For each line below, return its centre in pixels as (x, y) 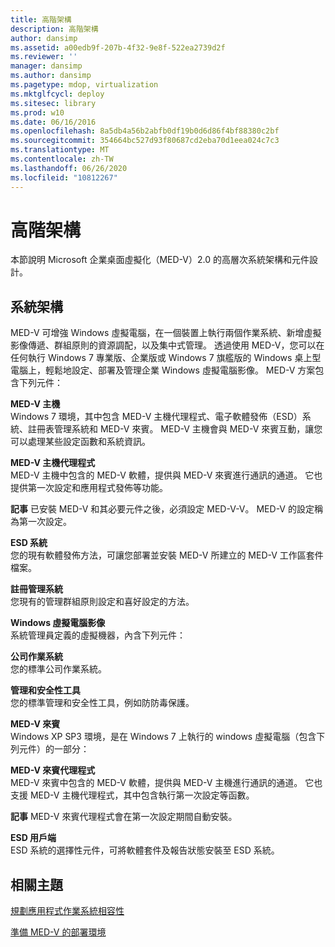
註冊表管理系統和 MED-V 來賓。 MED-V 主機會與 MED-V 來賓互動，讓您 (175, 429)
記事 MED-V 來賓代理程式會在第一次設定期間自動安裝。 (124, 817)
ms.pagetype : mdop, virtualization (84, 85)
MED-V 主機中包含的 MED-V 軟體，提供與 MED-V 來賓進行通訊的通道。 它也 (166, 475)
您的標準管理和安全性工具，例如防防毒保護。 (102, 703)
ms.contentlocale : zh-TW (62, 159)
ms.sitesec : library (53, 103)
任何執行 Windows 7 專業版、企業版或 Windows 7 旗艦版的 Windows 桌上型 (166, 358)
